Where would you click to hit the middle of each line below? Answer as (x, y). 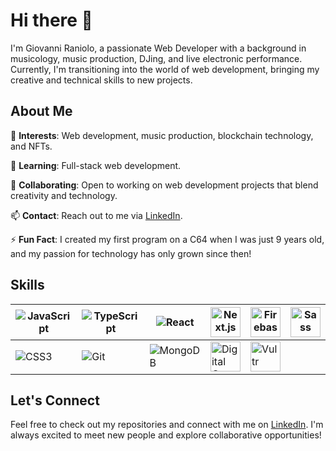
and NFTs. (31, 146)
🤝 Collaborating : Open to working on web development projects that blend (164, 185)
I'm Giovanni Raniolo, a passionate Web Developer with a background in (158, 48)
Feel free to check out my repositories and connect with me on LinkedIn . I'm (167, 425)
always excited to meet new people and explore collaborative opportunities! (166, 435)
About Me (41, 111)
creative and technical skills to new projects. (101, 80)
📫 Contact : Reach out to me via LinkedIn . (96, 215)
